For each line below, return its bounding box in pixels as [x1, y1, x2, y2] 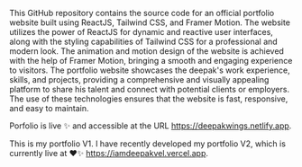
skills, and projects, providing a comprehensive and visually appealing [9, 75, 270, 84]
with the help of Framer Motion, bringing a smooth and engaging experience [9, 56, 293, 66]
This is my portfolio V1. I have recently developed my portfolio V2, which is [9, 138, 287, 149]
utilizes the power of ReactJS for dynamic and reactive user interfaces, [9, 27, 273, 37]
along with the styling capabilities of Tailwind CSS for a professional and [9, 36, 278, 47]
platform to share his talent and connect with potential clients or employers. [9, 84, 290, 94]
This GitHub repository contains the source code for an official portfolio [9, 8, 275, 18]
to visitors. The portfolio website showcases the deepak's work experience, [9, 65, 290, 75]
